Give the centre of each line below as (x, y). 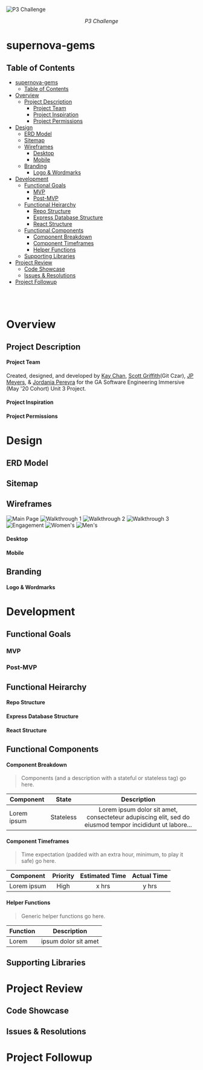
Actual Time (150, 876)
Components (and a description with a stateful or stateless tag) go (103, 778)
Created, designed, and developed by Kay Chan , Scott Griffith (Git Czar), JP (100, 375)
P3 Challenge (101, 21)
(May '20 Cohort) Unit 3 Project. (46, 388)
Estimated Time (103, 876)
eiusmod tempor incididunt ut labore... (138, 825)
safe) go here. (38, 861)
